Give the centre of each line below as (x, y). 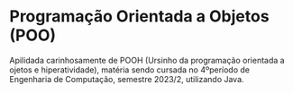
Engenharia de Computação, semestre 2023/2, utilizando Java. (127, 79)
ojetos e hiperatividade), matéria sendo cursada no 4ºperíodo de (130, 70)
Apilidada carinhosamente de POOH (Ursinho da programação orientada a (147, 60)
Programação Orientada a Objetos (139, 17)
